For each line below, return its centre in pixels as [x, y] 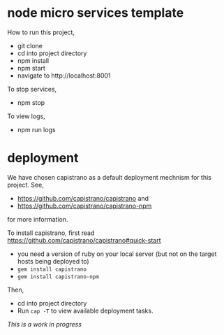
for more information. [38, 219]
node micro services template [96, 13]
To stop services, [32, 89]
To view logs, [26, 116]
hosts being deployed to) [53, 261]
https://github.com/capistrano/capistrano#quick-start [84, 240]
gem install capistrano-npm [58, 277]
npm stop [31, 102]
